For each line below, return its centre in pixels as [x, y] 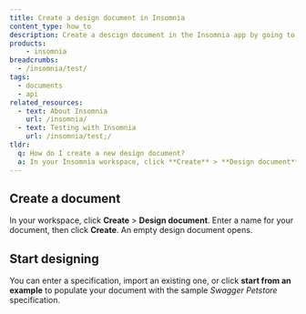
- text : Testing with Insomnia [77, 128]
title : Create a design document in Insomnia [97, 18]
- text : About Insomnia [62, 111]
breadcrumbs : [34, 60]
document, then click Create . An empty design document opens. [131, 230]
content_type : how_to [51, 26]
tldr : [20, 145]
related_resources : [46, 102]
